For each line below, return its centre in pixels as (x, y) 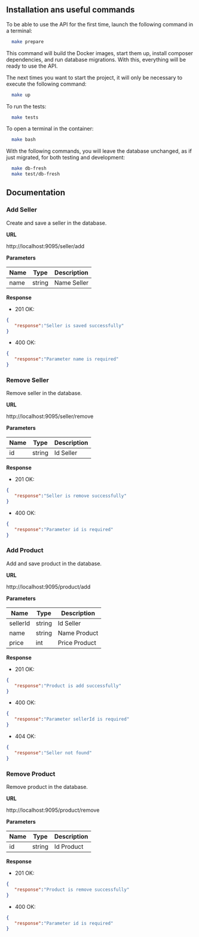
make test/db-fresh (36, 174)
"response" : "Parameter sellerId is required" (72, 719)
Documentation (36, 193)
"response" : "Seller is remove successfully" (71, 496)
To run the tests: (26, 106)
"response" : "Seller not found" (53, 753)
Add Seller (22, 210)
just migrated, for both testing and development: (66, 158)
